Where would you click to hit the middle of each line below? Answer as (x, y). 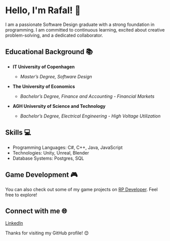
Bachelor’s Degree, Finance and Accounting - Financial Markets (87, 96)
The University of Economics (44, 86)
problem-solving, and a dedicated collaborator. (54, 35)
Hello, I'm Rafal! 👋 (43, 10)
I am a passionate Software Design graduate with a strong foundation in (80, 24)
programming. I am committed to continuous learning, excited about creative (85, 29)
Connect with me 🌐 (36, 211)
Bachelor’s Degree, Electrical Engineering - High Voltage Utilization (90, 116)
